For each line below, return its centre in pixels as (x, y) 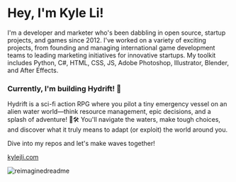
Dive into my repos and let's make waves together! (81, 144)
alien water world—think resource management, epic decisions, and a (109, 112)
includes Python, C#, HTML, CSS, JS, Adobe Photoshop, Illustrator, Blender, (118, 62)
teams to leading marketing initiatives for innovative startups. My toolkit (112, 55)
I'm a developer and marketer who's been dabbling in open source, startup (117, 33)
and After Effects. (33, 70)
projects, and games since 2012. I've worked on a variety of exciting (107, 40)
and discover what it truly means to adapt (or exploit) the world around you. (118, 130)
